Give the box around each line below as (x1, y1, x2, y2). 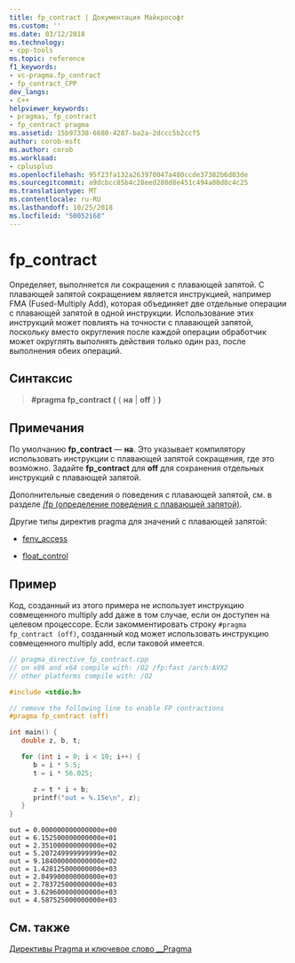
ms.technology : (9, 37, 66, 47)
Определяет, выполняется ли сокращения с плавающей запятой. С (9, 279, 265, 290)
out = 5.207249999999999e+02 (9, 849, 117, 858)
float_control (21, 550, 68, 561)
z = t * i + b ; (32, 784, 90, 794)
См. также (9, 919, 71, 935)
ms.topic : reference (9, 54, 86, 63)
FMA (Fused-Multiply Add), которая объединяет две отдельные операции (9, 298, 287, 309)
